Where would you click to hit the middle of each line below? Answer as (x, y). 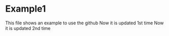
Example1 (26, 9)
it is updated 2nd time (28, 28)
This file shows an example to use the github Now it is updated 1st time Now (85, 23)
